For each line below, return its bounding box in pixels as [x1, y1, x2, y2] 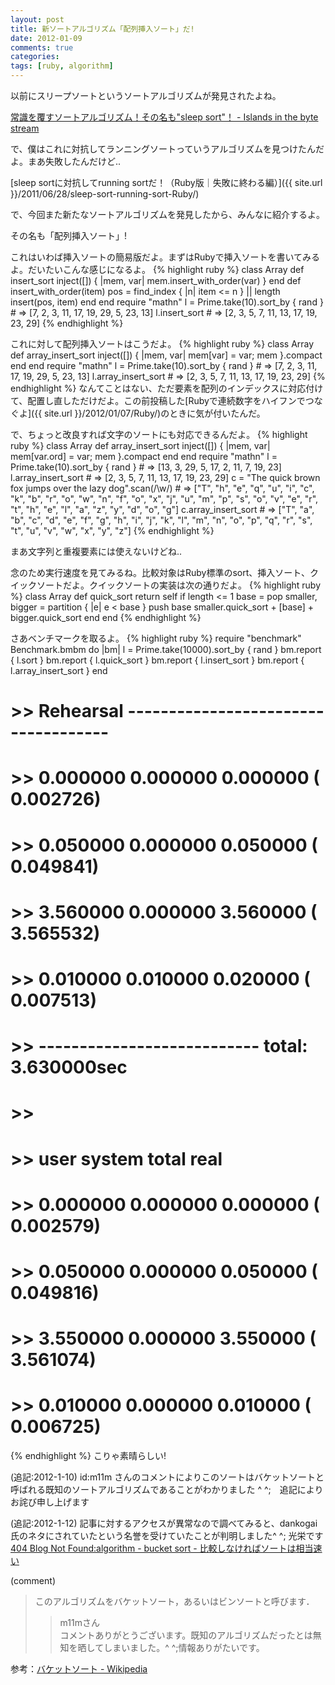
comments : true [10, 42, 74, 53]
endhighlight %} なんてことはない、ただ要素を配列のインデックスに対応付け [10, 382, 324, 394]
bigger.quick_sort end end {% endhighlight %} [10, 612, 202, 623]
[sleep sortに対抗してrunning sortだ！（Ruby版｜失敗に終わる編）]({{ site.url [10, 177, 323, 188]
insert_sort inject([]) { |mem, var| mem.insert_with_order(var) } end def [10, 275, 302, 286]
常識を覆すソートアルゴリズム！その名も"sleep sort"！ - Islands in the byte [10, 111, 319, 123]
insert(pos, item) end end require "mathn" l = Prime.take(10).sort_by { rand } [10, 296, 324, 308]
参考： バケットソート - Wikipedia [10, 1663, 148, 1675]
